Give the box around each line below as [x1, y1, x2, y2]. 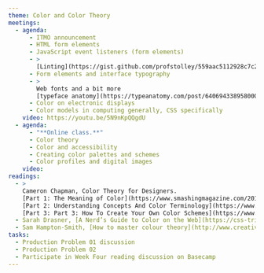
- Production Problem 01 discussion [15, 238, 135, 246]
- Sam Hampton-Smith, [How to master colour [15, 223, 163, 232]
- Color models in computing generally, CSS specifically [28, 107, 223, 115]
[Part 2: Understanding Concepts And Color [22, 201, 167, 209]
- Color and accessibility [28, 143, 118, 151]
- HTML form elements [28, 41, 101, 49]
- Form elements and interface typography [28, 70, 170, 78]
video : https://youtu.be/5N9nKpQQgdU [22, 114, 146, 122]
